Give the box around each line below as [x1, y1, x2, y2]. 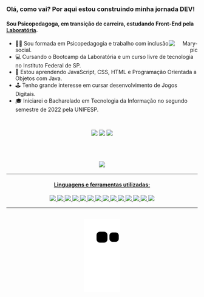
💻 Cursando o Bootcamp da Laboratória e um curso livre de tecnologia [15, 53, 194, 61]
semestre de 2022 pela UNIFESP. [15, 106, 99, 114]
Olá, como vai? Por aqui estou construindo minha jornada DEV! [6, 5, 195, 13]
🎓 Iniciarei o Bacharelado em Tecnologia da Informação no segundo [15, 97, 188, 104]
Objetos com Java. [15, 75, 63, 82]
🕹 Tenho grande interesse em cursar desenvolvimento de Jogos [15, 81, 178, 89]
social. [15, 46, 32, 53]
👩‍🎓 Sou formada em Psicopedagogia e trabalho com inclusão [15, 40, 169, 47]
